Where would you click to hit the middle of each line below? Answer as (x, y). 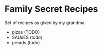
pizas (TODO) (26, 32)
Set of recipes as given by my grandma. (45, 23)
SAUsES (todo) (27, 37)
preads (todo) (26, 42)
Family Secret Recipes (51, 9)
